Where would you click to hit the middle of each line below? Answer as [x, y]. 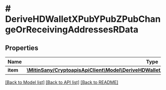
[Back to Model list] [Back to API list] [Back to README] [62, 82]
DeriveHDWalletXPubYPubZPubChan [83, 19]
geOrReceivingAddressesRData [72, 30]
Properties [22, 48]
